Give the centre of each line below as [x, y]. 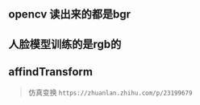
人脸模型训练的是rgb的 [65, 44]
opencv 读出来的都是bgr [70, 14]
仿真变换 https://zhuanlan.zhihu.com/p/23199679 [110, 92]
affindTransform [50, 72]
